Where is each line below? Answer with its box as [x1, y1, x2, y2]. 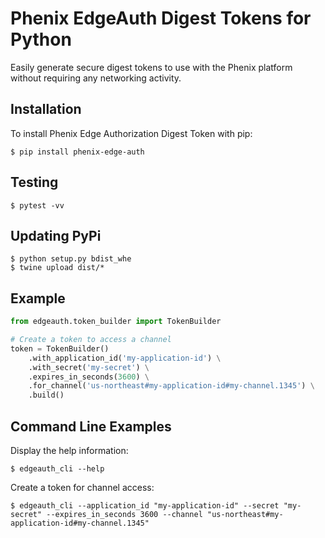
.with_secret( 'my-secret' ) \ [28, 362, 150, 372]
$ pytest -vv [10, 200, 65, 211]
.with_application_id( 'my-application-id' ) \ [28, 353, 222, 363]
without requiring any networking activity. [10, 72, 182, 84]
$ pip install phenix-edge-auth [10, 147, 145, 157]
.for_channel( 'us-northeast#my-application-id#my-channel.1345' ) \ [28, 381, 315, 391]
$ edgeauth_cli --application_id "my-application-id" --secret [10, 501, 280, 511]
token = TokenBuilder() [10, 343, 110, 354]
